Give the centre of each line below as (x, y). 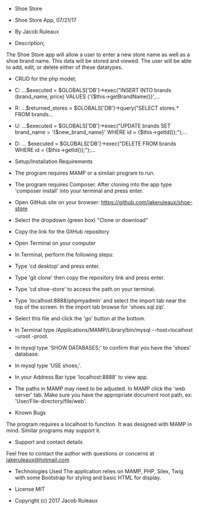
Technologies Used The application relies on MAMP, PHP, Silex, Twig (99, 471)
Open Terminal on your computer (55, 243)
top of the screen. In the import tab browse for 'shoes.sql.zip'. (90, 307)
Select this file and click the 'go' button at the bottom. (80, 318)
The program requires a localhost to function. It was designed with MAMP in (99, 424)
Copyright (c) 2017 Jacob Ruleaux (56, 501)
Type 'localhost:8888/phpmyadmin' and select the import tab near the (100, 300)
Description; (30, 43)
